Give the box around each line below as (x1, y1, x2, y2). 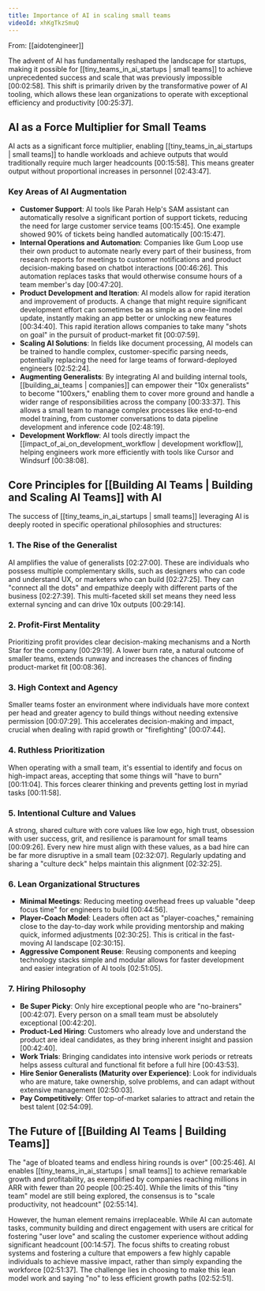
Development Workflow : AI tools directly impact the (19, 431, 191, 440)
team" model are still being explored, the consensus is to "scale (8, 1192, 215, 1201)
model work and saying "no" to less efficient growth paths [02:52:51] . (8, 1274, 234, 1283)
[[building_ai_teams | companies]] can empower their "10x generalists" (19, 380, 250, 390)
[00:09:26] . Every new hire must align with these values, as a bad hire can (8, 841, 250, 852)
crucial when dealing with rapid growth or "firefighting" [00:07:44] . (8, 725, 226, 734)
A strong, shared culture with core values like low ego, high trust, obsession (8, 825, 255, 834)
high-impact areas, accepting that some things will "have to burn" (8, 770, 222, 781)
